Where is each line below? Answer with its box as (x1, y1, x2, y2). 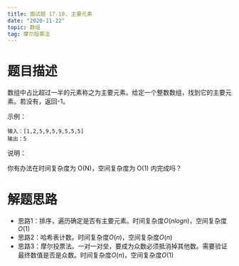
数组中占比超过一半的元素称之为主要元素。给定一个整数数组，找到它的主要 (7, 88, 225, 97)
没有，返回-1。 (26, 97, 70, 106)
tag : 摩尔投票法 (7, 30, 51, 38)
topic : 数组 (7, 24, 41, 31)
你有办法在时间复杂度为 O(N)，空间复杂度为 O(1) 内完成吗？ (7, 164, 182, 173)
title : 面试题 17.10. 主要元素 (7, 10, 92, 18)
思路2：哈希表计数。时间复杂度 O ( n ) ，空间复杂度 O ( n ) (17, 233, 173, 242)
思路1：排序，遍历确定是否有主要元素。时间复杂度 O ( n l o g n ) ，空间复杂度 (17, 217, 228, 225)
